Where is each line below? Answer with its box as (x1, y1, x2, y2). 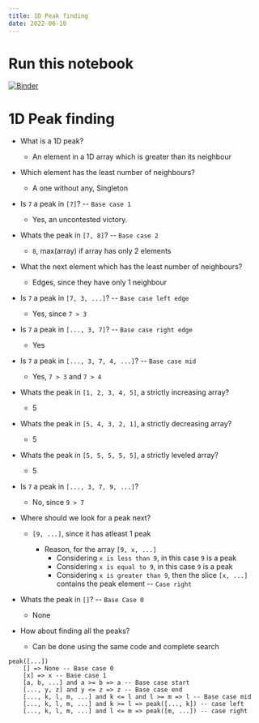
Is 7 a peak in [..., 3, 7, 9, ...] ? (19, 481, 139, 491)
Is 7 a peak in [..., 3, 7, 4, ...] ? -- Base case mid (19, 356, 197, 366)
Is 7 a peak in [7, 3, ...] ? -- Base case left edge (19, 293, 189, 303)
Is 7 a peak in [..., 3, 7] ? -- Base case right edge (19, 325, 193, 335)
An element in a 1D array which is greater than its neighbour (32, 152, 232, 162)
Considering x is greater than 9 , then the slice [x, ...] (56, 571, 248, 580)
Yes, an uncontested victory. (32, 215, 128, 225)
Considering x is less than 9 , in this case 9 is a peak (56, 553, 237, 563)
